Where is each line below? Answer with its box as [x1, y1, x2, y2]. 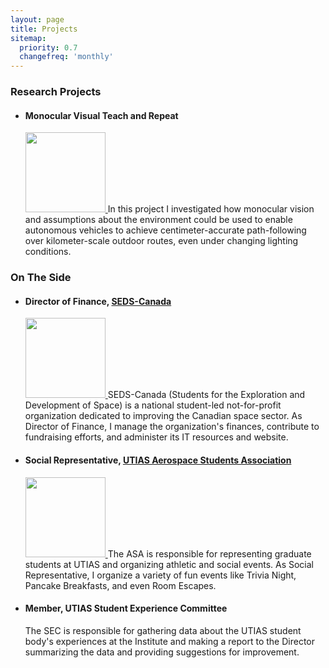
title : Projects [10, 24, 78, 34]
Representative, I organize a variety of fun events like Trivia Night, [24, 569, 297, 581]
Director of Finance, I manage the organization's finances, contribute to [24, 421, 320, 433]
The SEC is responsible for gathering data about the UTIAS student [24, 624, 302, 636]
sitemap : [10, 33, 47, 43]
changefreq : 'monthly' [19, 52, 114, 62]
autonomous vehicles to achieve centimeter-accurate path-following [24, 224, 307, 236]
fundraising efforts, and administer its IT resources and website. [24, 431, 289, 443]
